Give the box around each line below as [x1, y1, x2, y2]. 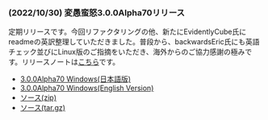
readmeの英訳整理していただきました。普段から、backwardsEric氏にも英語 [8, 37, 260, 47]
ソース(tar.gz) [19, 103, 66, 113]
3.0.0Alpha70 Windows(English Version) [19, 83, 154, 93]
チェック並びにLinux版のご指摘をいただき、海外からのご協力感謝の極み [8, 47, 245, 57]
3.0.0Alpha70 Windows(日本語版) [19, 74, 132, 84]
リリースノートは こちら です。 [21, 57, 120, 67]
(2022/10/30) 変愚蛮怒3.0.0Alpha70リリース [8, 6, 186, 18]
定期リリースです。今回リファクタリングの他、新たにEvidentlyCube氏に [8, 27, 247, 37]
